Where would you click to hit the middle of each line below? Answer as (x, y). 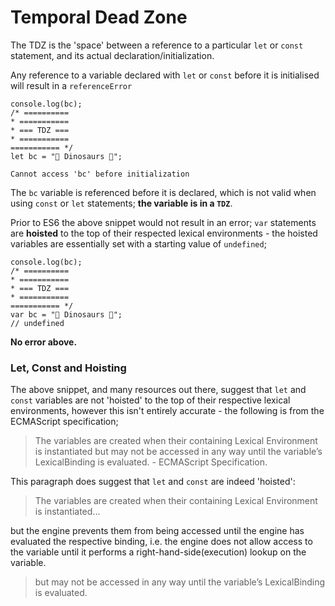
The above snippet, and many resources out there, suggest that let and (158, 390)
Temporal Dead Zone (99, 17)
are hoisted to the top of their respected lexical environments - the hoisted (164, 233)
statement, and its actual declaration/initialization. (112, 55)
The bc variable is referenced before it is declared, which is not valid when (163, 192)
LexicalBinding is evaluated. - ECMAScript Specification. (151, 462)
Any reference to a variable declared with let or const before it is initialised (165, 75)
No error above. (44, 342)
